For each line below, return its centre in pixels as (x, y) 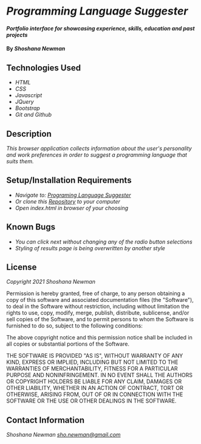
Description (29, 134)
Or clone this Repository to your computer (67, 201)
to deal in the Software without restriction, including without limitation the (98, 306)
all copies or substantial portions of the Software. (68, 344)
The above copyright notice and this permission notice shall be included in (99, 338)
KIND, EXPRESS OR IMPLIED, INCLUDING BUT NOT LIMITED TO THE (92, 362)
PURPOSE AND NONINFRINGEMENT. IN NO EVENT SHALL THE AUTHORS (100, 375)
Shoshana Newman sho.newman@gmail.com (63, 435)
